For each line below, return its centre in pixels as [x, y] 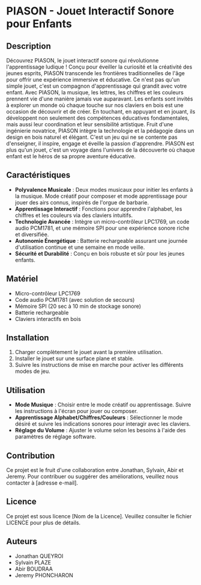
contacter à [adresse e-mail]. [42, 483]
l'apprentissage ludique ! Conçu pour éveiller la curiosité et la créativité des [99, 67]
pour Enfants [39, 24]
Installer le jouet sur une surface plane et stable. [74, 358]
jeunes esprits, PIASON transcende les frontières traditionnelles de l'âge [95, 73]
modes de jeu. [33, 372]
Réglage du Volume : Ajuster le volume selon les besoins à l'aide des [100, 430]
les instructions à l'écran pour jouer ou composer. [76, 411]
